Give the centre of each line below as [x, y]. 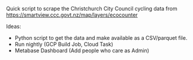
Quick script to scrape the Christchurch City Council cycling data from [92, 9]
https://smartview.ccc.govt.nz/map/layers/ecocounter [72, 15]
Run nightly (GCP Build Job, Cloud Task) [64, 44]
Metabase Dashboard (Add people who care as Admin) [82, 50]
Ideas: [14, 26]
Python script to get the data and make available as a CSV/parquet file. [101, 38]
